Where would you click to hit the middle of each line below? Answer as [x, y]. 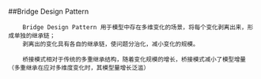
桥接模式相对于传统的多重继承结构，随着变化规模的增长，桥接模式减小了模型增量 [134, 59]
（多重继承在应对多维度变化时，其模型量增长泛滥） [79, 68]
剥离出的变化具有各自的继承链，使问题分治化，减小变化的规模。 [111, 44]
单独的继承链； [35, 36]
